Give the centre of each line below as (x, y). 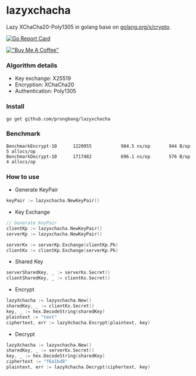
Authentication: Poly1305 (45, 91)
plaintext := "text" (32, 317)
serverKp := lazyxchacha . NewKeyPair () (54, 234)
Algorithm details (32, 65)
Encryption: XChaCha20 (44, 85)
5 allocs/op (21, 151)
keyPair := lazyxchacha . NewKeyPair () (53, 201)
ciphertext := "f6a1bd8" (37, 362)
